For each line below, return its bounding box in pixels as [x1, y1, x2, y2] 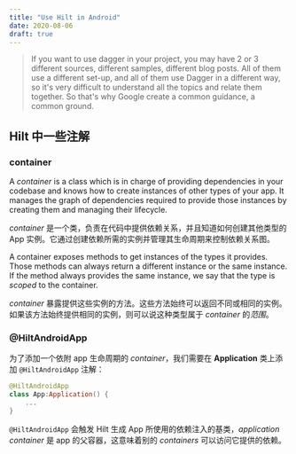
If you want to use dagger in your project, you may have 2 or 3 [30, 54, 259, 65]
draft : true [9, 29, 53, 38]
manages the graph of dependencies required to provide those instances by [9, 195, 287, 206]
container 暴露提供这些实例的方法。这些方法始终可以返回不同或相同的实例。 [9, 298, 287, 309]
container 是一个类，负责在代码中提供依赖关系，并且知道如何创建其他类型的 [9, 223, 287, 233]
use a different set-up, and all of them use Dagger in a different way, [30, 73, 281, 83]
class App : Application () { [9, 390, 109, 399]
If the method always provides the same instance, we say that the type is [9, 270, 276, 281]
